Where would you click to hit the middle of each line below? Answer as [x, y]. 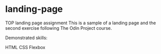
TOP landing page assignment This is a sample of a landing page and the [81, 23]
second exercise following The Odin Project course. [58, 28]
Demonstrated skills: [26, 38]
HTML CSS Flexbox [25, 47]
